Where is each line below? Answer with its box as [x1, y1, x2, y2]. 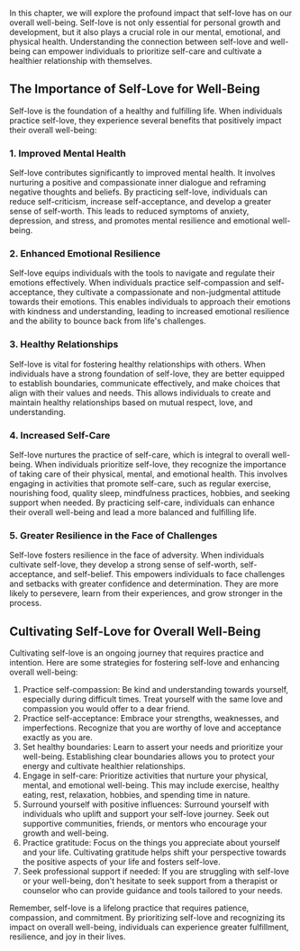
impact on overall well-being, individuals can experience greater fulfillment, [9, 922, 289, 933]
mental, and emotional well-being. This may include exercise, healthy [22, 780, 279, 791]
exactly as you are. [22, 732, 93, 743]
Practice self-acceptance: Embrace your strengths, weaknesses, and [22, 713, 279, 724]
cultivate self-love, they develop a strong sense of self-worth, [9, 559, 239, 570]
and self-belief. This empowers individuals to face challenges [57, 569, 286, 580]
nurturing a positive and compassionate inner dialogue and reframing [9, 177, 267, 188]
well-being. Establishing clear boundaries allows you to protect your [22, 751, 276, 762]
